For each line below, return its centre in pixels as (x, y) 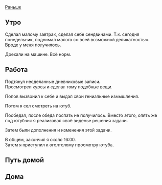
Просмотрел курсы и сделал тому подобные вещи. (59, 87)
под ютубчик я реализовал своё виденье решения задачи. (67, 120)
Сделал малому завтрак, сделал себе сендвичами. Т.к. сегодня (72, 34)
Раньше (13, 7)
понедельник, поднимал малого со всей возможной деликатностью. (78, 39)
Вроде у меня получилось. (33, 45)
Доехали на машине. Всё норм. (38, 54)
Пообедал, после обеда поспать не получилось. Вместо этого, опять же (81, 115)
